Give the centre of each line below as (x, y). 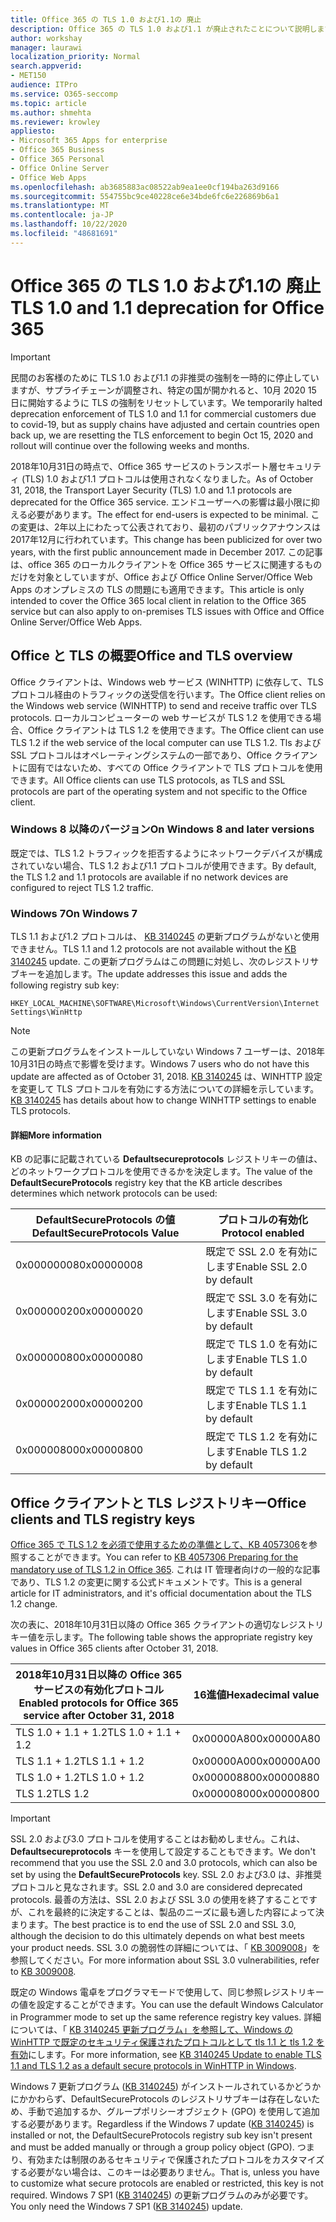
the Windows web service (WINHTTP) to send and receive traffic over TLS (163, 705)
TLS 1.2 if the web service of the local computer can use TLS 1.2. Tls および (166, 742)
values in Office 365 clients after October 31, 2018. (114, 1648)
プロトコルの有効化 (263, 1220)
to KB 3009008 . (43, 1972)
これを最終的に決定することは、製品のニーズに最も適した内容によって (171, 1912)
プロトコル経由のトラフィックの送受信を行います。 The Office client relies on (168, 694)
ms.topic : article (48, 103)
